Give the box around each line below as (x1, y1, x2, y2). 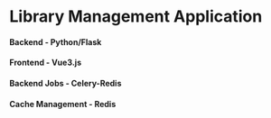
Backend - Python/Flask (9, 36, 102, 47)
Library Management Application (9, 6, 263, 27)
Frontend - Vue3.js (9, 57, 82, 68)
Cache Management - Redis (9, 98, 117, 109)
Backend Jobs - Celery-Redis (9, 77, 122, 88)
